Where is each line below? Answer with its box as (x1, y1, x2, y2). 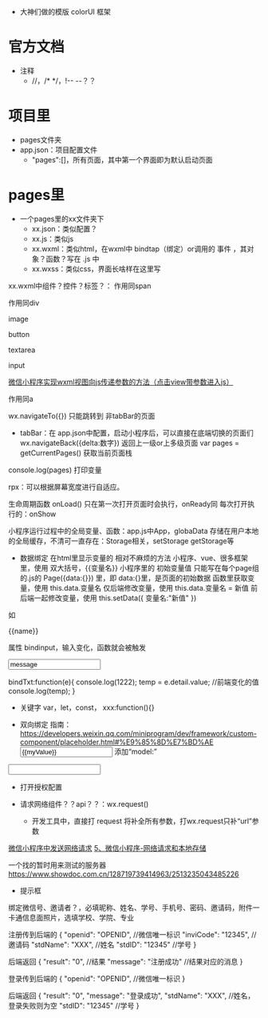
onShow (29, 509, 57, 519)
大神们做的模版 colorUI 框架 (19, 7, 112, 16)
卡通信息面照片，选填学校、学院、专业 (8, 912, 134, 922)
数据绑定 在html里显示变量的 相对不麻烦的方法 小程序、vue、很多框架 (19, 553, 249, 563)
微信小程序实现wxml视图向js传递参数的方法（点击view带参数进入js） (8, 377, 234, 387)
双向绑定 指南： (19, 719, 72, 729)
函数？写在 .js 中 (45, 254, 100, 263)
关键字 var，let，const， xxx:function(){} (19, 703, 155, 712)
